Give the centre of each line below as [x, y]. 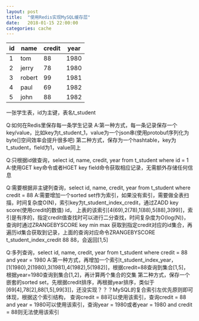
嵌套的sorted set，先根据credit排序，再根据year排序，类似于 [80, 282]
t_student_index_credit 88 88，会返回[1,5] [57, 240]
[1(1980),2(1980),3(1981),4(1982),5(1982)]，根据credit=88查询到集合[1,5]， [97, 267]
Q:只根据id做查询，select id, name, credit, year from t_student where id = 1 [97, 160]
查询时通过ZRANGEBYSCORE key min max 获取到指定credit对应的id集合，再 [99, 225]
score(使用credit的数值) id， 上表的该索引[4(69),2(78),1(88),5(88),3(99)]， [97, 210]
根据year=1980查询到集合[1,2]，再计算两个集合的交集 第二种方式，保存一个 [98, 275]
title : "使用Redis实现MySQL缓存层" [48, 17]
